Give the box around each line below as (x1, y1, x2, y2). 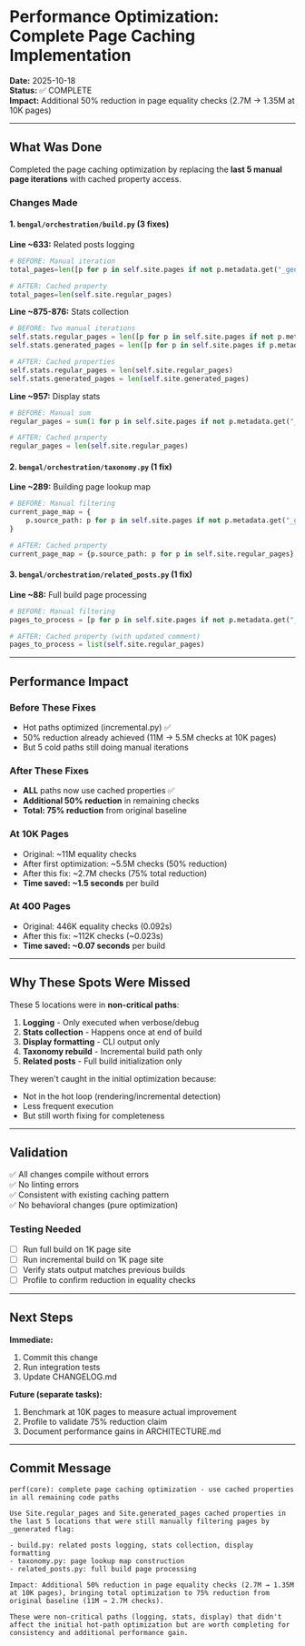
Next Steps (9, 1310, 74, 1326)
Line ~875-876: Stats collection (9, 307, 129, 318)
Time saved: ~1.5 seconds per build (22, 877, 160, 888)
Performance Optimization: (9, 6, 220, 27)
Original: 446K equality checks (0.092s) (22, 921, 172, 932)
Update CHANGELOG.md (22, 1371, 118, 1382)
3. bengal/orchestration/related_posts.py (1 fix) (9, 569, 193, 580)
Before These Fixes (9, 701, 97, 713)
